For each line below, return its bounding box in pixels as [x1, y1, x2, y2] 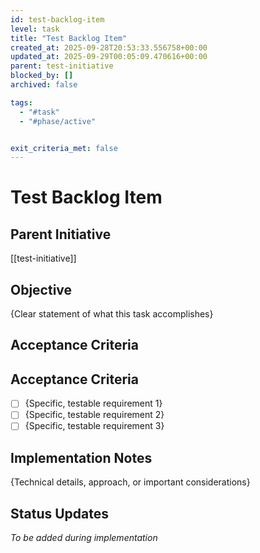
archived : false [10, 80, 78, 90]
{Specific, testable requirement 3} [24, 420, 165, 432]
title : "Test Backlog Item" [10, 33, 128, 43]
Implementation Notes [10, 449, 153, 466]
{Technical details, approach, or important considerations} [10, 476, 251, 488]
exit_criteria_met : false [10, 143, 118, 153]
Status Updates [10, 505, 110, 522]
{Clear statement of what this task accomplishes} [10, 308, 214, 320]
